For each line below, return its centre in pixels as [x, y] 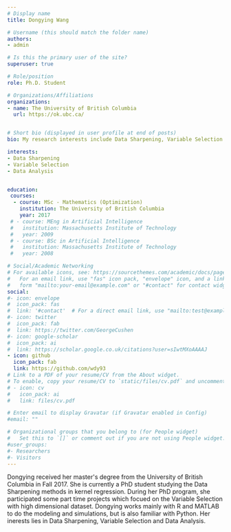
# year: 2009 [32, 234]
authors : [20, 39]
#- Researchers [29, 451]
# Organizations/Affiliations [51, 95]
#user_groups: [27, 444]
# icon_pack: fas [33, 305]
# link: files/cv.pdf [41, 400]
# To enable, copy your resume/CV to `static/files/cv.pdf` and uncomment [117, 381]
